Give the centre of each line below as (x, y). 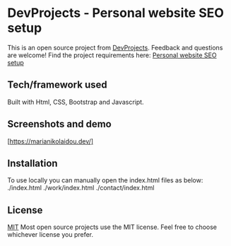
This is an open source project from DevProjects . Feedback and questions (115, 47)
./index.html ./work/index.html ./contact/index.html (81, 188)
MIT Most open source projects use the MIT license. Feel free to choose (112, 227)
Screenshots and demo (59, 124)
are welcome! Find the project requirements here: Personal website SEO (112, 55)
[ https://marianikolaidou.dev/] (51, 141)
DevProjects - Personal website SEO (116, 13)
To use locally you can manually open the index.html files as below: (105, 180)
